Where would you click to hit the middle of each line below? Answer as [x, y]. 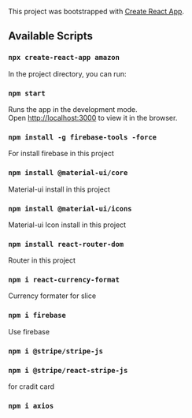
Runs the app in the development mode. [73, 109]
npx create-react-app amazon [64, 58]
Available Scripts [50, 36]
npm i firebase [37, 315]
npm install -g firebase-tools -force [83, 137]
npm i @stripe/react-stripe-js [68, 370]
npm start [27, 93]
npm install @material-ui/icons [70, 209]
